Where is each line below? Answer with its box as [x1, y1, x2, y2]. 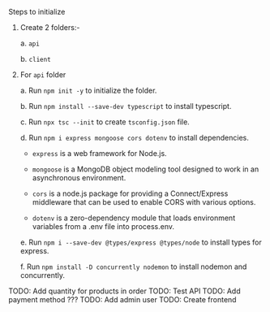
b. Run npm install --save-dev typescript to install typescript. [19, 102, 232, 110]
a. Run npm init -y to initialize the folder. [19, 85, 157, 95]
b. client [19, 54, 51, 63]
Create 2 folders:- [19, 23, 80, 32]
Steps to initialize [8, 7, 66, 16]
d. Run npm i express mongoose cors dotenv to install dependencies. [19, 133, 249, 142]
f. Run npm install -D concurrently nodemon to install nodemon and [19, 262, 247, 271]
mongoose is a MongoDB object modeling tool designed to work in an [32, 164, 259, 174]
